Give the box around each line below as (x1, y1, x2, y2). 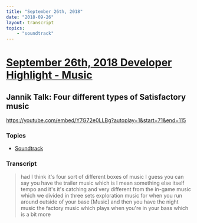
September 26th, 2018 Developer (6, 56, 172, 70)
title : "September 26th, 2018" (6, 8, 83, 15)
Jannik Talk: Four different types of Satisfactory (6, 92, 186, 102)
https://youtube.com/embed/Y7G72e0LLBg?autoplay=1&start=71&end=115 (6, 117, 186, 124)
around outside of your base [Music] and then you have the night (20, 198, 179, 205)
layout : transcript (6, 19, 54, 25)
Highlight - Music (6, 68, 93, 82)
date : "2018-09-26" (6, 14, 54, 20)
